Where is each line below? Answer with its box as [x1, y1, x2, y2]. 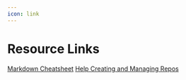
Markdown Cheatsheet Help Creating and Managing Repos [7, 64, 179, 73]
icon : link [7, 10, 40, 18]
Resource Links [7, 40, 100, 57]
